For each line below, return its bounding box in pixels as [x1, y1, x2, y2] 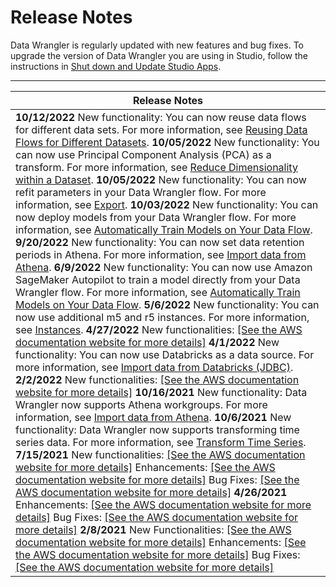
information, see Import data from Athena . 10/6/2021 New [15, 410, 292, 424]
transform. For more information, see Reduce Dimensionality [15, 160, 298, 174]
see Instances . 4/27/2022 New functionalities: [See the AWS [15, 322, 303, 336]
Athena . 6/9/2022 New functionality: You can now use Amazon [15, 260, 313, 274]
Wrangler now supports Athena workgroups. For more [15, 397, 268, 411]
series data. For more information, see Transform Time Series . [15, 435, 307, 449]
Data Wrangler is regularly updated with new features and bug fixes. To [10, 39, 304, 51]
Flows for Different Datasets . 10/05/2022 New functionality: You [15, 135, 320, 149]
